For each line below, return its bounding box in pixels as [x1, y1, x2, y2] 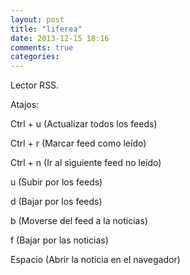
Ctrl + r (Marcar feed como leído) [10, 137, 147, 150]
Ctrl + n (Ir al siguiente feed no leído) [10, 157, 162, 169]
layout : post [10, 14, 65, 25]
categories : [10, 52, 60, 62]
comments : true [10, 42, 74, 53]
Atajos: [10, 99, 40, 111]
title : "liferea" [10, 24, 83, 34]
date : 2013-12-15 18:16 [10, 33, 110, 43]
